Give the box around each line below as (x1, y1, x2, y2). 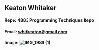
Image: (4, 40, 19, 46)
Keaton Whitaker (4, 4, 57, 12)
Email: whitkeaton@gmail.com (4, 29, 68, 34)
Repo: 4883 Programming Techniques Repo (4, 17, 95, 23)
